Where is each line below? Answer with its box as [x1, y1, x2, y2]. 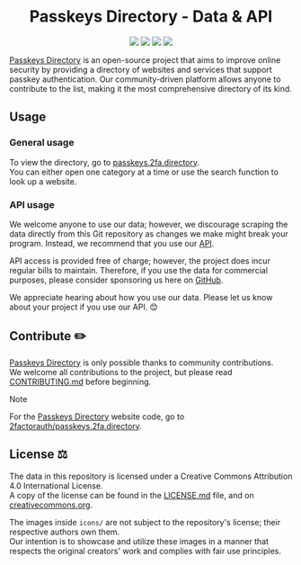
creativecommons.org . [9, 499, 93, 510]
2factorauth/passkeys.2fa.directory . [9, 420, 142, 431]
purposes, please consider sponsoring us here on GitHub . [9, 274, 224, 285]
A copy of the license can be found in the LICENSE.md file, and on [9, 489, 254, 500]
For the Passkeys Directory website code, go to [9, 411, 185, 422]
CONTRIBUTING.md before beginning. [9, 376, 152, 387]
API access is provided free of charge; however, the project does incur [9, 255, 271, 266]
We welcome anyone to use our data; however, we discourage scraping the [9, 219, 288, 229]
